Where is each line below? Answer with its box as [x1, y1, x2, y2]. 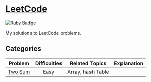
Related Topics [70, 60, 107, 67]
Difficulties [35, 60, 63, 67]
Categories [5, 44, 42, 53]
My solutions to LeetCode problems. [5, 30, 81, 36]
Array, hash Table [67, 68, 109, 75]
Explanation [114, 60, 144, 67]
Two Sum [8, 68, 31, 75]
